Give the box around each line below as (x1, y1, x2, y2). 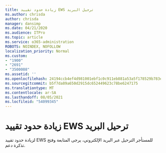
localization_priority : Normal (5, 49, 70, 53)
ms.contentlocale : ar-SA (5, 90, 56, 95)
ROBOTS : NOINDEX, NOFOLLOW (5, 44, 61, 49)
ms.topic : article (5, 35, 43, 40)
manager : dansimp (5, 21, 41, 26)
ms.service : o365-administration (5, 40, 74, 45)
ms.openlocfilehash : (5, 76, 48, 81)
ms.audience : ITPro (5, 30, 45, 35)
